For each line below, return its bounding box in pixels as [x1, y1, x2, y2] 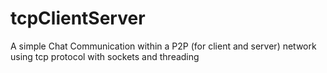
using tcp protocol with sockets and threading [10, 50, 200, 62]
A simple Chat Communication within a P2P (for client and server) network [10, 40, 317, 52]
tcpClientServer [10, 7, 146, 30]
